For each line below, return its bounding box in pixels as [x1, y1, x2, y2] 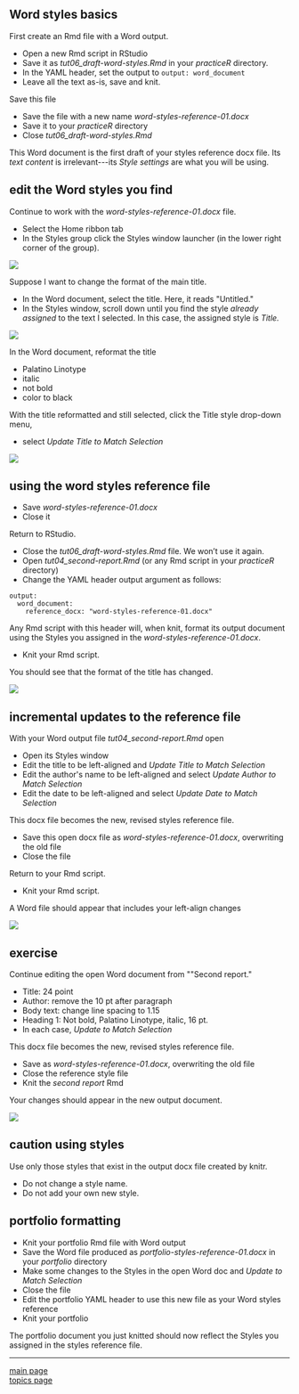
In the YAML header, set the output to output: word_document [21, 67, 246, 77]
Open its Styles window [21, 750, 109, 761]
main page [9, 1365, 49, 1375]
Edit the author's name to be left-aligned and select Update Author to [21, 770, 277, 780]
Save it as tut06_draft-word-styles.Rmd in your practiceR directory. [21, 57, 269, 68]
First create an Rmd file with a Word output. [9, 30, 169, 41]
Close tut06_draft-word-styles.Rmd [21, 129, 153, 141]
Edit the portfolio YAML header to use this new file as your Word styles [21, 1293, 282, 1304]
